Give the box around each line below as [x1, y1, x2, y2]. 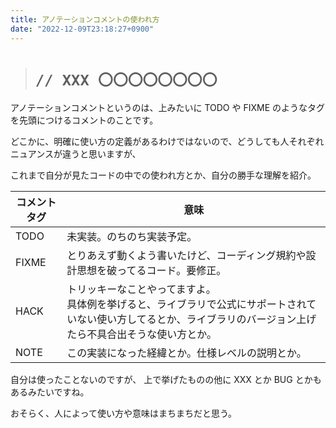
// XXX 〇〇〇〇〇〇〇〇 [34, 71, 218, 90]
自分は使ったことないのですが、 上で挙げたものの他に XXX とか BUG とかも [10, 374, 322, 386]
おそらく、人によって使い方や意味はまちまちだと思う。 [10, 407, 238, 420]
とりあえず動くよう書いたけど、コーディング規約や [66, 249, 307, 263]
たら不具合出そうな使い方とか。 [66, 327, 217, 341]
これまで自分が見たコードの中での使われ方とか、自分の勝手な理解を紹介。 [10, 169, 317, 181]
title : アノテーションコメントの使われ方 [10, 14, 160, 25]
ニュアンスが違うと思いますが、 [10, 148, 142, 160]
